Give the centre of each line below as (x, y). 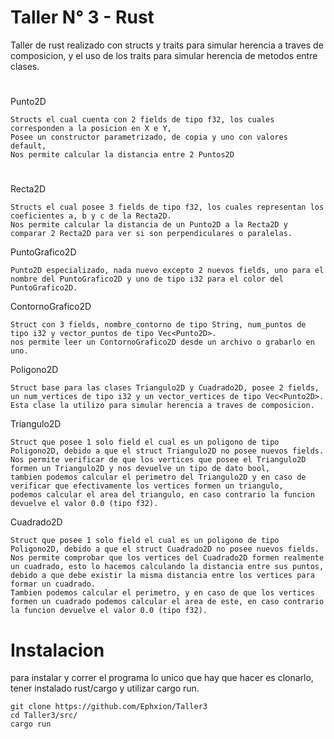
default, (28, 146)
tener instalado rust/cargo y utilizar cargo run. (105, 688)
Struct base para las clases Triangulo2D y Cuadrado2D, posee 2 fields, (165, 388)
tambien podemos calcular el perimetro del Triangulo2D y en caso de (158, 477)
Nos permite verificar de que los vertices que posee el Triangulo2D (158, 460)
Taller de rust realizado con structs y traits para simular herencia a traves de (167, 45)
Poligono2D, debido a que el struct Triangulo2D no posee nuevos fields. (167, 451)
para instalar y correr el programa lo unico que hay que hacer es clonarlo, (162, 678)
